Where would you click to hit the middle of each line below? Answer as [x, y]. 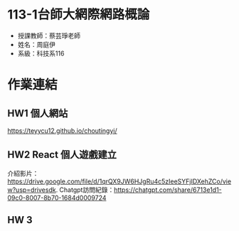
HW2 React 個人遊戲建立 [62, 155]
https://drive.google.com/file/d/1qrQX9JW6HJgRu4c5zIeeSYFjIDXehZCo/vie [119, 181]
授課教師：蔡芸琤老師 [49, 36]
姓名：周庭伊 [36, 44]
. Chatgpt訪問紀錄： [85, 190]
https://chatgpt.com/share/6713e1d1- [168, 190]
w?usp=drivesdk [32, 190]
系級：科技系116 [41, 53]
